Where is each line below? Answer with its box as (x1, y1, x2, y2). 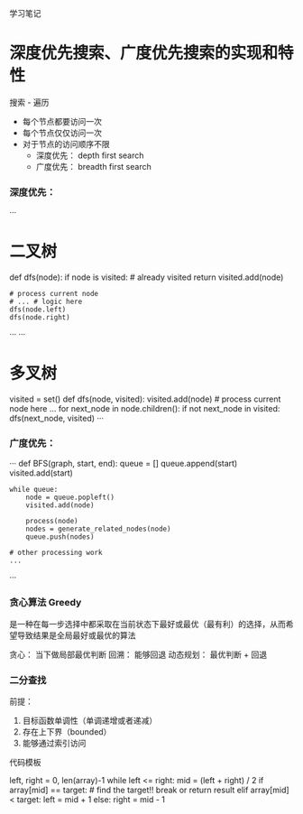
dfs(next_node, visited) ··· (9, 413, 105, 424)
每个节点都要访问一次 (22, 116, 102, 126)
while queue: (9, 486, 59, 495)
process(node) (25, 517, 78, 526)
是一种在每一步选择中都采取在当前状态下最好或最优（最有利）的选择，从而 (9, 618, 286, 629)
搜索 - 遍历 (9, 97, 50, 107)
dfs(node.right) (9, 313, 70, 322)
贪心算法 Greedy (9, 597, 82, 609)
